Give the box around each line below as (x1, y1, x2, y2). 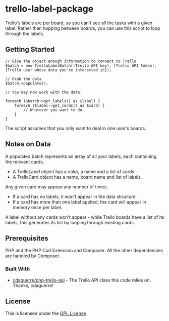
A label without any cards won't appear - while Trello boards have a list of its (5, 214, 164, 220)
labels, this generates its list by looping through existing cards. (5, 219, 135, 225)
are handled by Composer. (5, 253, 61, 259)
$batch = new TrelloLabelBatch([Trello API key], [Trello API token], (5, 63, 157, 68)
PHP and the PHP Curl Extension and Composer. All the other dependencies (5, 248, 163, 254)
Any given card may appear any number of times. (5, 183, 108, 190)
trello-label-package (5, 3, 94, 15)
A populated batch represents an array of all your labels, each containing (5, 153, 157, 159)
